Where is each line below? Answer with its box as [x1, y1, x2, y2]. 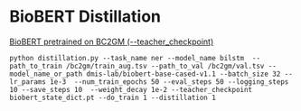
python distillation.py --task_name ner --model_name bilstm [9, 53, 245, 62]
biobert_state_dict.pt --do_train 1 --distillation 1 [9, 93, 217, 102]
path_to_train [9, 61, 63, 70]
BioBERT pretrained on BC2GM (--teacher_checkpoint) [9, 36, 214, 47]
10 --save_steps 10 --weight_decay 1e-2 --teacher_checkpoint [9, 85, 253, 94]
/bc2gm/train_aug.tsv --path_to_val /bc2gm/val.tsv [66, 61, 265, 70]
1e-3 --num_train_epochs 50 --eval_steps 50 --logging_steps [49, 77, 289, 87]
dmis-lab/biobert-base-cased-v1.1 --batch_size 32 [86, 69, 281, 79]
